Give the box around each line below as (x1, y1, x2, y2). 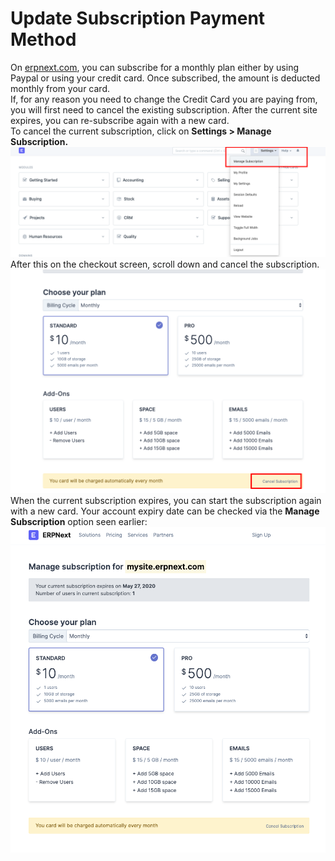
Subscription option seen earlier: (10, 515, 148, 527)
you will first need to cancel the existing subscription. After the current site (10, 103, 318, 116)
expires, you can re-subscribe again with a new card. (10, 114, 230, 126)
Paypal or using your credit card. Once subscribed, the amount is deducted (10, 72, 321, 84)
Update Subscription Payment (10, 7, 266, 30)
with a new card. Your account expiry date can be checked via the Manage (10, 505, 320, 517)
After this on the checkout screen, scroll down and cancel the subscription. (10, 258, 320, 271)
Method (10, 28, 77, 51)
